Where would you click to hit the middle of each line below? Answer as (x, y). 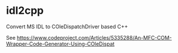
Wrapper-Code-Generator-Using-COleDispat (60, 44)
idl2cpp (25, 11)
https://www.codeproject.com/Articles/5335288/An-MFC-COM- (94, 37)
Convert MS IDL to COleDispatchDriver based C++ (67, 26)
